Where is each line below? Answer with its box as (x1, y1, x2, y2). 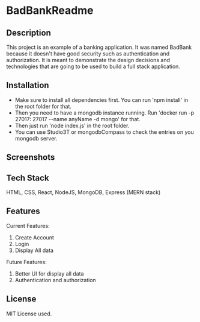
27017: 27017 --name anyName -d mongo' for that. (14, 115, 141, 122)
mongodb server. (14, 134, 58, 142)
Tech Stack (6, 172, 49, 183)
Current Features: (6, 222, 50, 229)
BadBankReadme (6, 4, 94, 17)
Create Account (14, 233, 54, 241)
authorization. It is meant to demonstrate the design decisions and (6, 57, 170, 63)
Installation (6, 80, 49, 90)
